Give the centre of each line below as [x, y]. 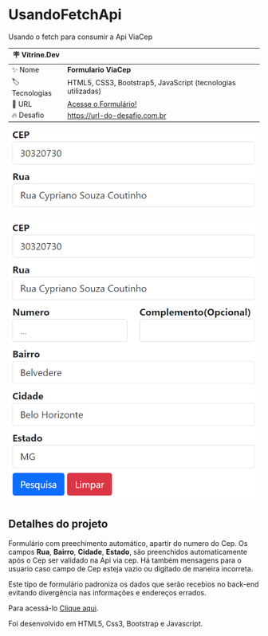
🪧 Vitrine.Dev [36, 55]
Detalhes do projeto [58, 524]
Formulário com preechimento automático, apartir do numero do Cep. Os [128, 543]
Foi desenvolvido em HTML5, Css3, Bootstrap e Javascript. [106, 623]
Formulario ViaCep [99, 70]
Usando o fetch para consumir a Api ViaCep [81, 37]
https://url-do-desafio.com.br [117, 115]
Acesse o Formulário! [102, 104]
